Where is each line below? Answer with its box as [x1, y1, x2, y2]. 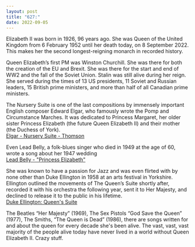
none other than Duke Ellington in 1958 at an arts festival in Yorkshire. [6, 173, 173, 181]
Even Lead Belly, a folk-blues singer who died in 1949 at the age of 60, [6, 144, 176, 151]
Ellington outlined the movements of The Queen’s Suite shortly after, [6, 180, 170, 187]
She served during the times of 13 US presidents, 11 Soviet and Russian [6, 78, 177, 85]
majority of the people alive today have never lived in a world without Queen [6, 228, 189, 235]
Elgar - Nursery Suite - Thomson [6, 133, 85, 140]
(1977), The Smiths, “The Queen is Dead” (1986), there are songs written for [6, 216, 189, 223]
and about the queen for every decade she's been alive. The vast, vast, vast [6, 222, 189, 229]
